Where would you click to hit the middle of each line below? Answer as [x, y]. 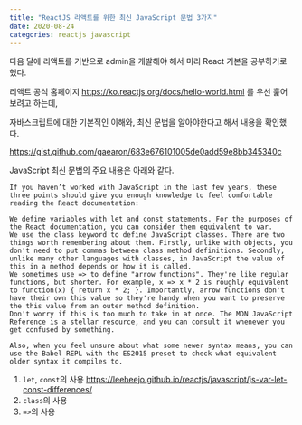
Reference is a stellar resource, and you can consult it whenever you [147, 322]
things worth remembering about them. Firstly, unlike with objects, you [151, 243]
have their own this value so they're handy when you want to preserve [147, 298]
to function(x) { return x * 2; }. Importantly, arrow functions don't [147, 290]
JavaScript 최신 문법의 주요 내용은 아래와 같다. [92, 170]
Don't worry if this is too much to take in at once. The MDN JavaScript [151, 314]
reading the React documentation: [75, 203]
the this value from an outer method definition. [105, 307]
